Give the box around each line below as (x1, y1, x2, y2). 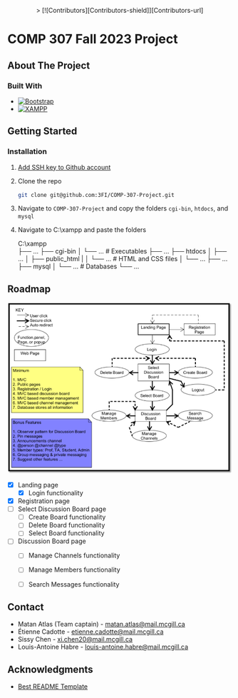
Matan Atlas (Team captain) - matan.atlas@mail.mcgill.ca (17, 620, 185, 629)
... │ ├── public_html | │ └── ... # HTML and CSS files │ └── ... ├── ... (17, 255, 228, 263)
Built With (7, 81, 43, 91)
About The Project (7, 59, 90, 71)
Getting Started (7, 125, 78, 138)
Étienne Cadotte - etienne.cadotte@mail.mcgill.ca (17, 627, 164, 636)
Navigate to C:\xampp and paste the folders (17, 226, 147, 234)
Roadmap (7, 283, 51, 295)
